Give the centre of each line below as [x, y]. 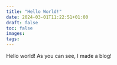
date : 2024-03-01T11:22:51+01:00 [47, 17]
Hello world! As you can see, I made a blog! [59, 56]
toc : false [19, 28]
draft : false [22, 22]
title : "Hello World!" [34, 12]
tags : [13, 39]
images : [16, 34]
